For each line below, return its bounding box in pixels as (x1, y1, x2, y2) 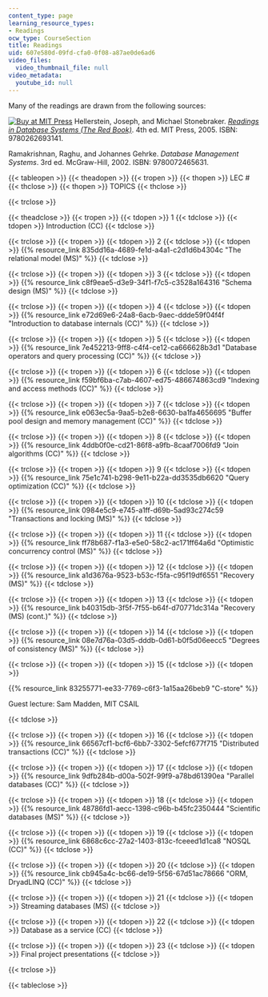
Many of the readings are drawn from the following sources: (8, 101, 206, 111)
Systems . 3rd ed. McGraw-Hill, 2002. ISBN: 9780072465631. (8, 157, 210, 167)
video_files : (8, 57, 52, 65)
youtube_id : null (15, 78, 74, 86)
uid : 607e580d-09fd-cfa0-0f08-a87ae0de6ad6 (8, 49, 156, 57)
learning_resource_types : (8, 19, 94, 27)
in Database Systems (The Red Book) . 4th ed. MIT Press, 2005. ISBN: (8, 125, 238, 135)
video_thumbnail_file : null (15, 64, 110, 72)
